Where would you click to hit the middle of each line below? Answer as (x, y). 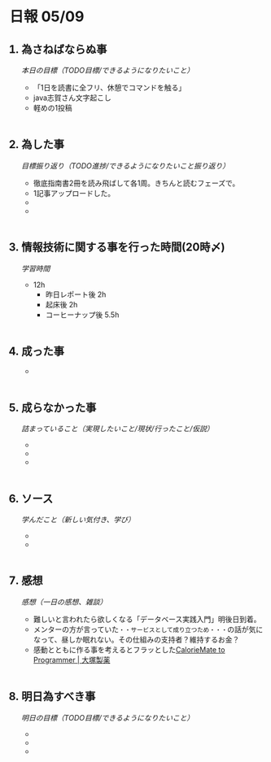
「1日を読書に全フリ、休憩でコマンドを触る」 (109, 87)
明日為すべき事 (58, 697)
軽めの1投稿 (52, 108)
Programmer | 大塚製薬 (72, 660)
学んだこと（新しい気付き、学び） (78, 520)
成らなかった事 (59, 407)
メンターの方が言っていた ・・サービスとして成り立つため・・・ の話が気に (148, 629)
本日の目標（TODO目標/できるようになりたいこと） (107, 70)
